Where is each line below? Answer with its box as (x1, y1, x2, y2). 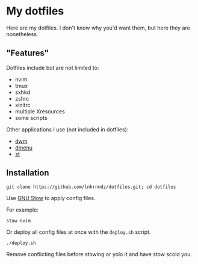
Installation (6, 168, 49, 178)
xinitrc (14, 101, 31, 108)
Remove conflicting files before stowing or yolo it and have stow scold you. (6, 250, 193, 257)
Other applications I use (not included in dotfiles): (6, 125, 129, 133)
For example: (6, 206, 39, 213)
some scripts (14, 114, 48, 121)
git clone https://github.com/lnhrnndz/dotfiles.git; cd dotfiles (6, 184, 176, 190)
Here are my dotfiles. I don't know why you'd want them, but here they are (6, 24, 191, 31)
